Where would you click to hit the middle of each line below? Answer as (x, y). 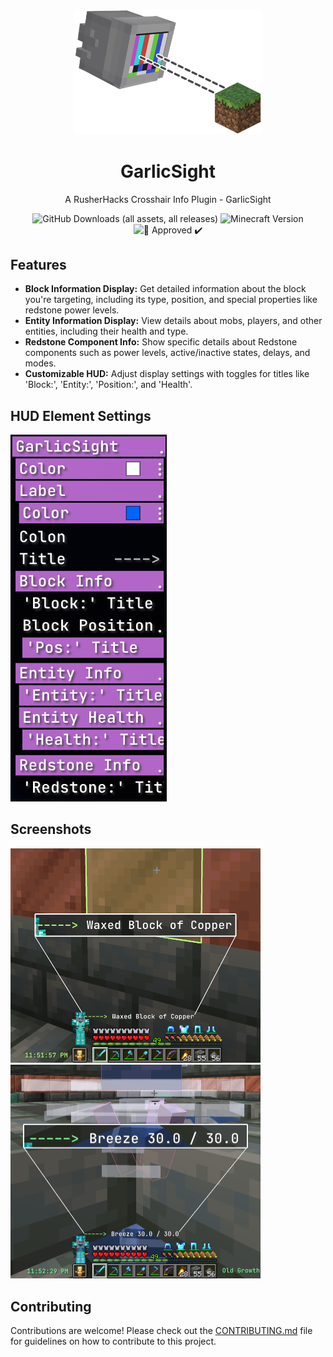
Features (38, 265)
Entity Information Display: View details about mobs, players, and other (173, 321)
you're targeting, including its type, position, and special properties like (171, 300)
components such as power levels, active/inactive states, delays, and (167, 353)
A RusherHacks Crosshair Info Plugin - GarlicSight (168, 199)
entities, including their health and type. (106, 331)
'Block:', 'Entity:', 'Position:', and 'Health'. (108, 385)
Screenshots (51, 829)
